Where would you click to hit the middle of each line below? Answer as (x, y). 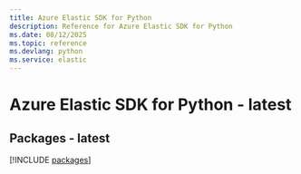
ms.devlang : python (46, 52)
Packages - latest (60, 138)
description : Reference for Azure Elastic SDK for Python (121, 26)
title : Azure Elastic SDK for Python (81, 18)
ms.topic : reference (49, 43)
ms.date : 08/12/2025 (49, 34)
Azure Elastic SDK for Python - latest (150, 105)
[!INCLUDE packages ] (50, 160)
